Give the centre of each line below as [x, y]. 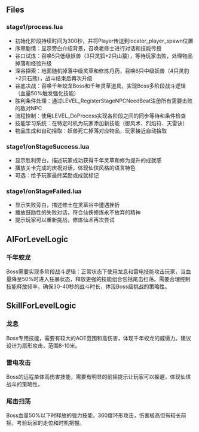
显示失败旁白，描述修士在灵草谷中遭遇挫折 [67, 205]
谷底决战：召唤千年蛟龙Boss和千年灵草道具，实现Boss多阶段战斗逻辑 [100, 86]
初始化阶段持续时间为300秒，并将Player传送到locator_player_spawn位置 [104, 41]
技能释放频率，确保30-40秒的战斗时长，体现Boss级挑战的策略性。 [88, 286]
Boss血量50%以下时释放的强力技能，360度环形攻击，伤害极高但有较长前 [96, 415]
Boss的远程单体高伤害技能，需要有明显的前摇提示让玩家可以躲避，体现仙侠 [99, 376]
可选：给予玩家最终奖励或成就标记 [57, 175]
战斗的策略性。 [25, 384]
